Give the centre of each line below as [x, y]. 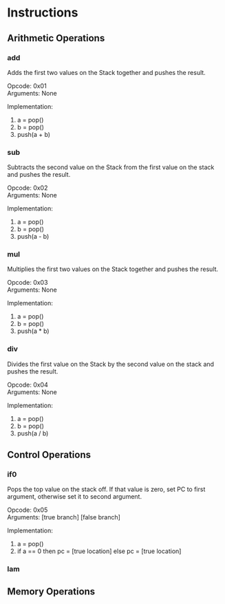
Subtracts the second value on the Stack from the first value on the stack [111, 167]
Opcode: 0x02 [28, 188]
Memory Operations [51, 591]
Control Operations [49, 455]
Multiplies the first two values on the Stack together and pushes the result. [113, 269]
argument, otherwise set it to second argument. [75, 497]
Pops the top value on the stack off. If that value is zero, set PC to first [106, 489]
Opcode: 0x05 [28, 510]
